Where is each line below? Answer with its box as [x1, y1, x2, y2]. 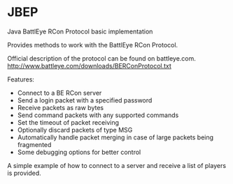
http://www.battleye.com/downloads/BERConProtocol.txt [7, 61, 171, 70]
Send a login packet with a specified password [17, 95, 153, 105]
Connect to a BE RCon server [17, 89, 102, 97]
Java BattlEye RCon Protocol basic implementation [7, 27, 153, 36]
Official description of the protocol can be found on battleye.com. [7, 54, 196, 63]
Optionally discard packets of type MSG [17, 125, 133, 134]
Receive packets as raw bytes [17, 103, 104, 112]
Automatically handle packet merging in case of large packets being [17, 133, 214, 141]
